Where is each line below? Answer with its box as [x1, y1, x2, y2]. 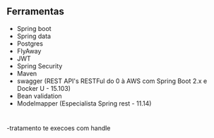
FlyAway [16, 46, 42, 55]
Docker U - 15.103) [16, 84, 71, 92]
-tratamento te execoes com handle [6, 124, 111, 132]
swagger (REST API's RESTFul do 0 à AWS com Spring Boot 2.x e [16, 77, 208, 85]
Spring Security [16, 61, 63, 70]
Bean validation [16, 92, 62, 100]
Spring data [16, 32, 51, 40]
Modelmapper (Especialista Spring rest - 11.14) [16, 99, 152, 108]
